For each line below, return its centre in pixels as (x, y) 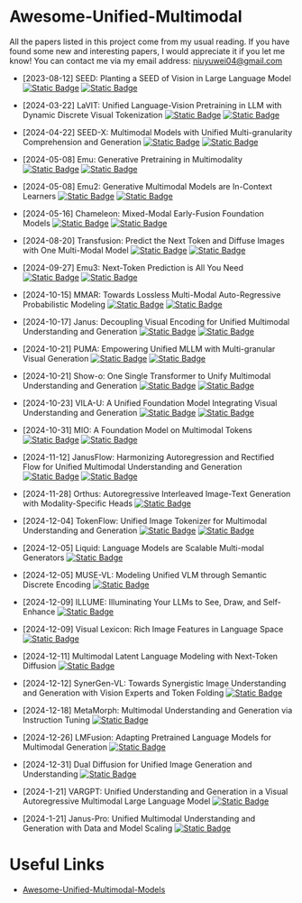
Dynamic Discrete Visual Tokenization (92, 115)
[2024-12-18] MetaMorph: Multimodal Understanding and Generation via (157, 710)
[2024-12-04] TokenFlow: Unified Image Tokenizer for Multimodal (145, 521)
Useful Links (57, 865)
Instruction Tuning (56, 720)
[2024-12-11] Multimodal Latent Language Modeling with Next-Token (150, 656)
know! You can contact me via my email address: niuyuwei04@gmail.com (146, 60)
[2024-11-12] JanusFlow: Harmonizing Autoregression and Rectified (148, 456)
